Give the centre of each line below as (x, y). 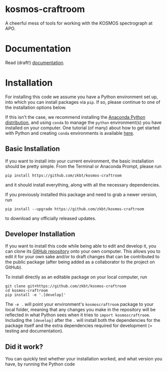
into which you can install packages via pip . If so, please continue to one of (83, 102)
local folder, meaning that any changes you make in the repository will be (80, 310)
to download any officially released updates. (51, 218)
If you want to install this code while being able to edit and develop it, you (81, 246)
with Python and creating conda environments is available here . (70, 133)
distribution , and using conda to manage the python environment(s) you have (83, 122)
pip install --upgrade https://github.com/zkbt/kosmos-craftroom (74, 209)
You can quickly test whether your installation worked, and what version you (84, 359)
